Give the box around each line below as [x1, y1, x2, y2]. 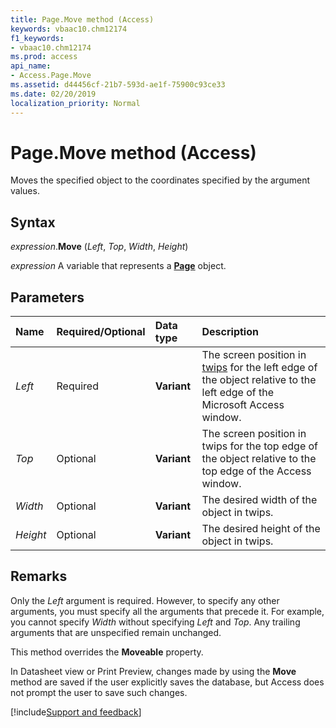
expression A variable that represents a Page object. [10, 260, 227, 272]
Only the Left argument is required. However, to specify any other [10, 594, 280, 606]
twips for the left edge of [201, 361, 318, 375]
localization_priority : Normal [10, 98, 141, 108]
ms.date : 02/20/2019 [10, 89, 97, 99]
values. [10, 185, 40, 197]
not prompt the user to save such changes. [10, 686, 188, 698]
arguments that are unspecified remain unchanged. [10, 626, 222, 638]
